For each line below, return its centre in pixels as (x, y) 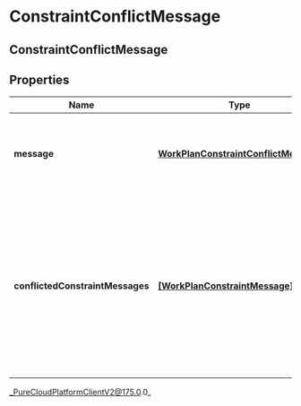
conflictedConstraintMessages (82, 286)
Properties (39, 79)
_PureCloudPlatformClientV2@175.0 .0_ (80, 393)
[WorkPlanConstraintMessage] (226, 286)
